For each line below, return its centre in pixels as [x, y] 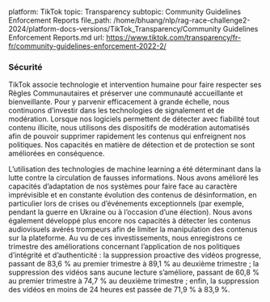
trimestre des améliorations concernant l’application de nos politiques [124, 247]
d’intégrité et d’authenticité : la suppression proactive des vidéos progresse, [135, 255]
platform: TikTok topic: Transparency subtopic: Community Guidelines [124, 12]
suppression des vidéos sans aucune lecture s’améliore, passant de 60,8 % [134, 272]
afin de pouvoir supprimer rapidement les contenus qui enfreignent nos [127, 136]
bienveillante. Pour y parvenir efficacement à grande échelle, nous [119, 102]
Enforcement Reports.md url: [57, 37]
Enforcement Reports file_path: [60, 20]
